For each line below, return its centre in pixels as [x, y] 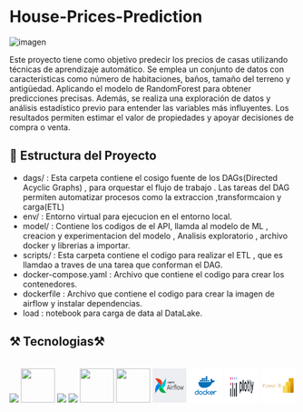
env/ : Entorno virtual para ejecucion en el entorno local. [127, 216]
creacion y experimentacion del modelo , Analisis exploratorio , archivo [155, 236]
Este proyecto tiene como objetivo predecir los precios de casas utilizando [149, 59]
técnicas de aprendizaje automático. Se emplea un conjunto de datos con [147, 69]
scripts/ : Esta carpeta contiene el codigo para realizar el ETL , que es [152, 255]
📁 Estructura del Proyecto [83, 156]
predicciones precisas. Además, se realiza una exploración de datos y [140, 98]
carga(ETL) [44, 206]
